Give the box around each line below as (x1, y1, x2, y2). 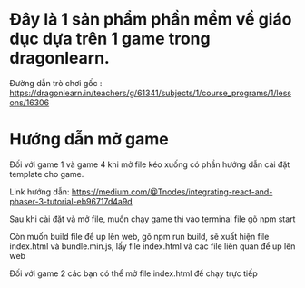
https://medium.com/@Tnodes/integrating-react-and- (71, 186, 273, 197)
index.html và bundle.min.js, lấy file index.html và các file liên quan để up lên (9, 241, 296, 252)
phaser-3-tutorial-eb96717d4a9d (9, 195, 133, 206)
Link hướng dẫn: (9, 186, 70, 197)
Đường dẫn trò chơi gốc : (9, 77, 103, 88)
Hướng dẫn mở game (9, 129, 170, 150)
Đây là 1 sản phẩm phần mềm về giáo (9, 9, 292, 30)
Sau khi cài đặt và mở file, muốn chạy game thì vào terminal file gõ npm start (9, 214, 296, 224)
